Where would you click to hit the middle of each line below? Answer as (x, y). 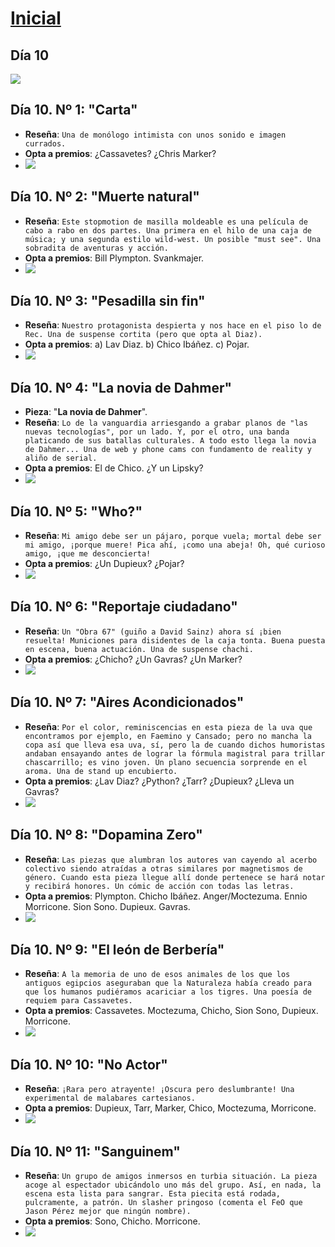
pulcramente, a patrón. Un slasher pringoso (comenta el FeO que (163, 1202)
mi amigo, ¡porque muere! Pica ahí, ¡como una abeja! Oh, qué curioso (175, 545)
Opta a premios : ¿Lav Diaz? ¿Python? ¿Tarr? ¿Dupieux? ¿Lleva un (159, 781)
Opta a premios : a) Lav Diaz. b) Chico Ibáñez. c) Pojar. (137, 344)
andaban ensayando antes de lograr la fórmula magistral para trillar (175, 753)
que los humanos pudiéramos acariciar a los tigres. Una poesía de (168, 992)
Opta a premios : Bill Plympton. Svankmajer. (114, 258)
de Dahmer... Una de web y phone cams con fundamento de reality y (168, 450)
